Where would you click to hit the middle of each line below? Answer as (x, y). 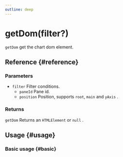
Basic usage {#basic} (31, 149)
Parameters (19, 76)
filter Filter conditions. (36, 86)
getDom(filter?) (37, 33)
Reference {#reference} (42, 62)
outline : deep (19, 9)
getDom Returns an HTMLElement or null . (44, 120)
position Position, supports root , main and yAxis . (69, 97)
